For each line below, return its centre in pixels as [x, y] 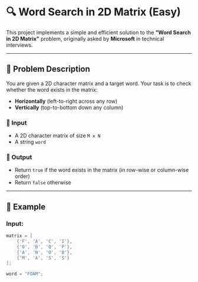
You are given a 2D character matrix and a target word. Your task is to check [99, 83]
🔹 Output [19, 157]
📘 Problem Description [48, 69]
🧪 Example [26, 207]
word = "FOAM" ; [25, 274]
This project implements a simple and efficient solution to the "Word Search [99, 32]
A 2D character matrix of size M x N [57, 136]
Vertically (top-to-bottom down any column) [69, 107]
